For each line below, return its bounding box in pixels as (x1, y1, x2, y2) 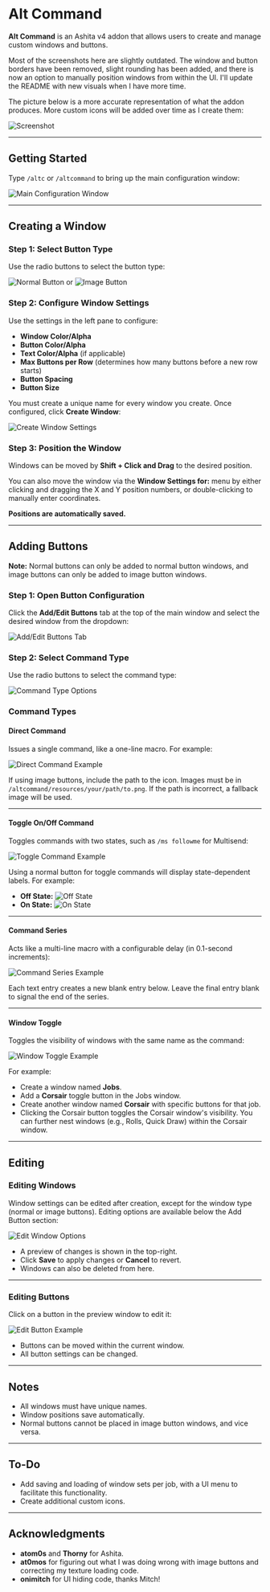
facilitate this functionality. (19, 1487, 108, 1497)
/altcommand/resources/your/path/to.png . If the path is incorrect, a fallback (8, 783, 259, 793)
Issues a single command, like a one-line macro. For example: (8, 744, 213, 753)
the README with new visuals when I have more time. (8, 81, 186, 91)
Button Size (19, 383, 60, 392)
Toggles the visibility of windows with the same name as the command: (8, 1036, 245, 1045)
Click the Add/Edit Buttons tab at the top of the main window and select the (8, 608, 260, 618)
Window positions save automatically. (19, 1409, 145, 1419)
